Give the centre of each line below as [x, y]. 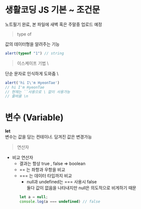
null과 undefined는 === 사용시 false [62, 182]
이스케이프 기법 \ [33, 63]
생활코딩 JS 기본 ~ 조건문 [53, 10]
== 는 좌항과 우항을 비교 [42, 170]
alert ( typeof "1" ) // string [35, 53]
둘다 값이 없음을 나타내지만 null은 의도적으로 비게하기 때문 [81, 188]
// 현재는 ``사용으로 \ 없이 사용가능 [38, 92]
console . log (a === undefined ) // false [60, 202]
